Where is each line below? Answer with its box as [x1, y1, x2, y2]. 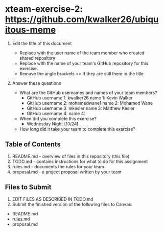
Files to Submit [5, 183, 51, 191]
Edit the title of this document [12, 40, 72, 46]
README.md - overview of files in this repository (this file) [12, 153, 130, 159]
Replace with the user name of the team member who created [19, 50, 144, 56]
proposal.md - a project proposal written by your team [12, 169, 122, 175]
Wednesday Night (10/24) [26, 121, 79, 127]
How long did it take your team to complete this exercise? [19, 126, 136, 132]
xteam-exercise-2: [5, 3, 83, 15]
